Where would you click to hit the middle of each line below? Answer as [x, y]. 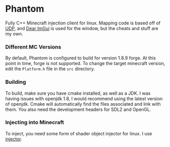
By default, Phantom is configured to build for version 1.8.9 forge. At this [81, 58]
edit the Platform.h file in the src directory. [50, 69]
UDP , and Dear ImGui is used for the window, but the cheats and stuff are [82, 28]
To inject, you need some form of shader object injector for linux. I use [79, 133]
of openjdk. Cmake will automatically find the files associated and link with [83, 104]
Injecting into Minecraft [35, 123]
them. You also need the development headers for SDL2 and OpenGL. [78, 109]
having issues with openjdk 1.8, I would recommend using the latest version [84, 98]
